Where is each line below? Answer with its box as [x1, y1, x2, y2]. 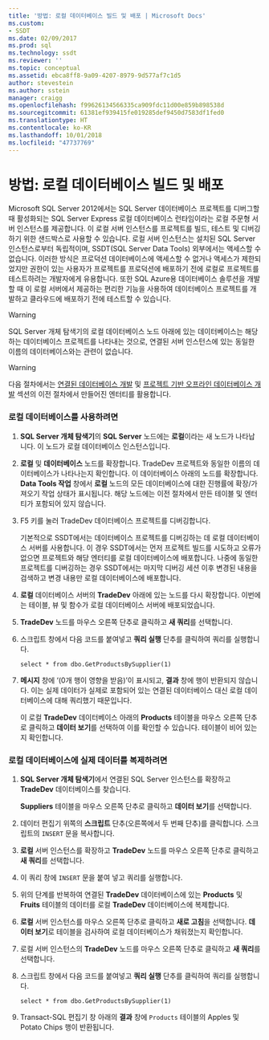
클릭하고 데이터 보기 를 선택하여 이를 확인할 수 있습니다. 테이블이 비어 [28, 722, 243, 732]
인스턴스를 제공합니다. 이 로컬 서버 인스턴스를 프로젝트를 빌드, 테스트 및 [16, 224, 239, 234]
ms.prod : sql [8, 42, 52, 50]
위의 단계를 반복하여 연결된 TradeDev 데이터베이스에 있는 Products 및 [19, 890, 243, 899]
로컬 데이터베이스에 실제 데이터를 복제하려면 [8, 754, 168, 765]
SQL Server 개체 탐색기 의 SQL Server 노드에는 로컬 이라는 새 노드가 [19, 431, 234, 441]
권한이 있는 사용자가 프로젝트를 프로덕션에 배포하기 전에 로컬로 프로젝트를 [29, 264, 259, 274]
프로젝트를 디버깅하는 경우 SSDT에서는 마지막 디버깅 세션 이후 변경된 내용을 [19, 563, 258, 573]
